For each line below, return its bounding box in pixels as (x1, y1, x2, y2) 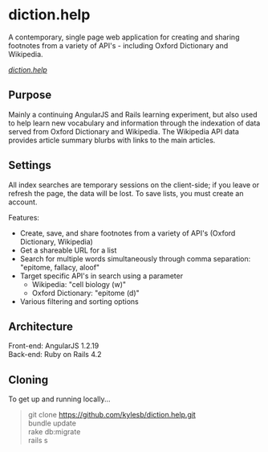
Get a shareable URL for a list (19, 245, 117, 255)
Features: (8, 212, 40, 222)
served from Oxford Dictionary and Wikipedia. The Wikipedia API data (8, 126, 239, 136)
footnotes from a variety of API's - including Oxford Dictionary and (8, 40, 229, 50)
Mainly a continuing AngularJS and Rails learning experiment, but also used (8, 109, 258, 119)
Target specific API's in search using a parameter (19, 271, 183, 281)
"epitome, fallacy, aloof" (19, 262, 100, 272)
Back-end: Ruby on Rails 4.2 (8, 350, 102, 360)
